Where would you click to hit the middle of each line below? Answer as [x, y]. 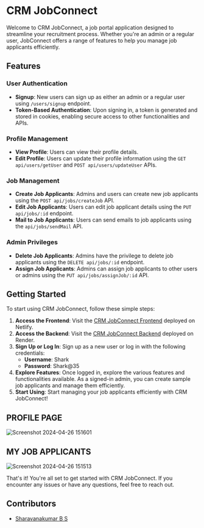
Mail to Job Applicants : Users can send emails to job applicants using [103, 220]
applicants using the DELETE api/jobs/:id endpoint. [80, 262]
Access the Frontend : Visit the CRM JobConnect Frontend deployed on [105, 320]
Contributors [31, 504]
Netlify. [24, 327]
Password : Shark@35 [52, 366]
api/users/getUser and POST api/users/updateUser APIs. [86, 165]
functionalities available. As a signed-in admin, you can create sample [103, 379]
